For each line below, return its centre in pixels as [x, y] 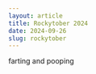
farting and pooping [41, 61]
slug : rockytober [38, 38]
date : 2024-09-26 [38, 31]
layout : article [35, 16]
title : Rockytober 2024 [48, 23]
